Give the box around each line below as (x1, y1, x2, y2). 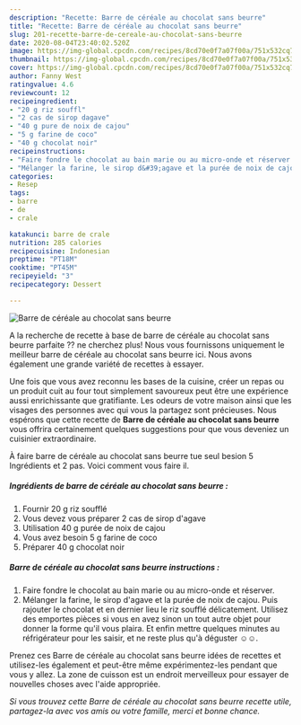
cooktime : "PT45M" (9, 263, 78, 272)
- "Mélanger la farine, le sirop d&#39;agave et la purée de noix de (9, 164, 275, 172)
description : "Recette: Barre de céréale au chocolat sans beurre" (9, 13, 267, 22)
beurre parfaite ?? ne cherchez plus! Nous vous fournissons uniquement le (9, 339, 285, 350)
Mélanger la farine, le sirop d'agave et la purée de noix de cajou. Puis (21, 594, 279, 605)
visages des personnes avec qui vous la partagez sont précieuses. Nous (9, 404, 278, 415)
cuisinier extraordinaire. (9, 433, 97, 444)
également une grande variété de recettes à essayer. (9, 358, 204, 369)
